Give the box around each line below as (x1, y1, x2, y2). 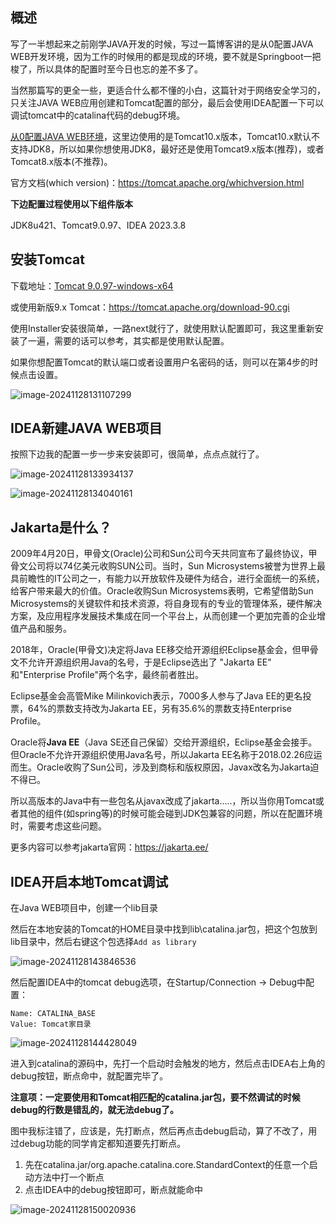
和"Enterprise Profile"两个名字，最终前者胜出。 (10, 669, 204, 681)
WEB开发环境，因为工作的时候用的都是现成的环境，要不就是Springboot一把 (10, 50, 322, 62)
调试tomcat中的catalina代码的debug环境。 (10, 109, 186, 121)
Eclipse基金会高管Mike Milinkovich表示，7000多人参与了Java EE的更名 (10, 690, 303, 702)
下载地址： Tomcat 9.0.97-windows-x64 (10, 279, 174, 292)
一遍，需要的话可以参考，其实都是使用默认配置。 (27, 334, 230, 347)
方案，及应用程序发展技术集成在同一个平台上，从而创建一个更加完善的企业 (10, 610, 317, 622)
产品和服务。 (18, 623, 72, 635)
